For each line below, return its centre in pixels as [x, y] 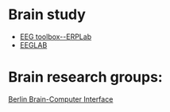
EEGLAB [33, 44]
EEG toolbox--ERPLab [56, 37]
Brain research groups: [85, 77]
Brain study [47, 15]
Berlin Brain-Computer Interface [61, 99]
